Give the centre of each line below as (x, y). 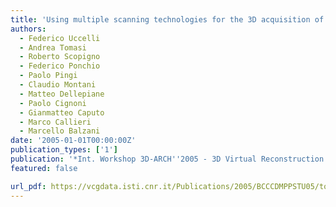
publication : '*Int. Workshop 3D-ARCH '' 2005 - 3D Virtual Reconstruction (167, 159)
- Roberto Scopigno (60, 57)
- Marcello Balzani (60, 131)
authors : (28, 29)
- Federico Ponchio (60, 66)
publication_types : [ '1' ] (64, 150)
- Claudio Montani (58, 85)
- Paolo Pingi (48, 76)
